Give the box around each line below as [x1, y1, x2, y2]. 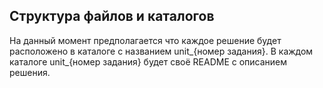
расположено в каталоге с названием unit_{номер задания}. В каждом [9, 45, 314, 57]
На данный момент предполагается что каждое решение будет [9, 34, 282, 46]
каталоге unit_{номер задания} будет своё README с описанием [9, 55, 288, 68]
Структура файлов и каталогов [9, 8, 215, 25]
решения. [9, 66, 51, 78]
